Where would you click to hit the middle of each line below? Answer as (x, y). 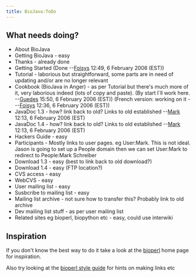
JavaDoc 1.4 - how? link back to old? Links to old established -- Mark (97, 124)
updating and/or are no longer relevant (61, 80)
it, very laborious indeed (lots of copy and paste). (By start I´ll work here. (102, 93)
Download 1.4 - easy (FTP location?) (58, 168)
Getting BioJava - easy (42, 56)
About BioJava (32, 49)
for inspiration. (24, 256)
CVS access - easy (38, 174)
